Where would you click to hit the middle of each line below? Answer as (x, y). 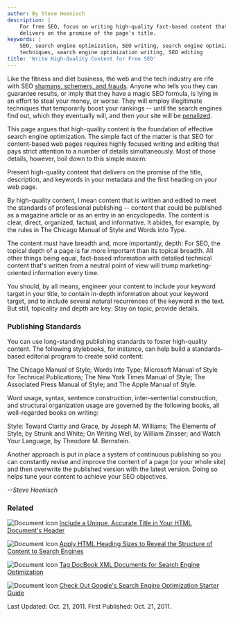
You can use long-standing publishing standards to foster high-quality (107, 342)
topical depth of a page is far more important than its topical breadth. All (110, 250)
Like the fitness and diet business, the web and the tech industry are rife (110, 79)
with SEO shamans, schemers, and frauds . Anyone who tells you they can (112, 86)
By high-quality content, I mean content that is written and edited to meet (112, 200)
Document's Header (36, 530)
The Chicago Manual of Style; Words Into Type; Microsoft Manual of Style (113, 370)
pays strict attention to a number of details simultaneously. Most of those (112, 151)
